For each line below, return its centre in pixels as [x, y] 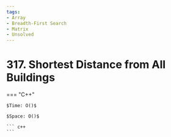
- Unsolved [20, 35]
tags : [13, 12]
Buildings [31, 78]
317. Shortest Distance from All [86, 65]
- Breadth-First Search [37, 23]
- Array [16, 18]
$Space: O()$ [23, 116]
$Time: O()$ [21, 106]
